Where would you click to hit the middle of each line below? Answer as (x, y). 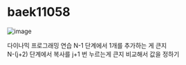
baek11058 (39, 12)
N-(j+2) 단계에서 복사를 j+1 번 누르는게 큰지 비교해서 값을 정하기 (93, 54)
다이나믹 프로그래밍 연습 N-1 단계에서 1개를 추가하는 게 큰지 (87, 45)
